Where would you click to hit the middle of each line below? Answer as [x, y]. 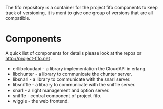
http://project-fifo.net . [29, 58]
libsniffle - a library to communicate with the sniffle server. [74, 84]
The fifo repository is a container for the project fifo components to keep [82, 7]
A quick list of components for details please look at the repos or [73, 53]
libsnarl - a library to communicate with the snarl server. [72, 79]
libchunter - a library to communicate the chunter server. [72, 74]
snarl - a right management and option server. [61, 90]
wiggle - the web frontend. [41, 101]
